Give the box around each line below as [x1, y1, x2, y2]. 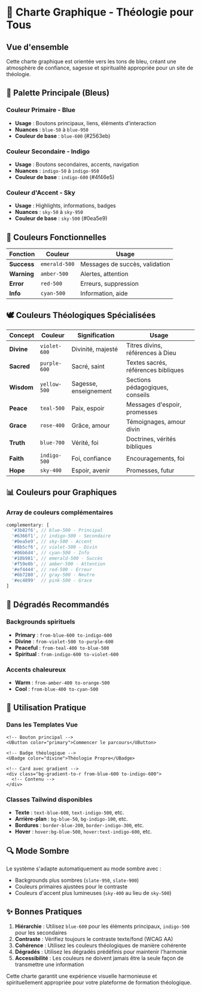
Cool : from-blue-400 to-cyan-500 [14, 685, 99, 692]
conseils [126, 391, 150, 399]
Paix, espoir [71, 404, 105, 412]
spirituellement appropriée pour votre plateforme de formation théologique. [6, 979, 192, 986]
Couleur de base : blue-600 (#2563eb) [14, 132, 111, 140]
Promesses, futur [126, 466, 175, 474]
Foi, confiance [71, 454, 112, 462]
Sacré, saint [71, 362, 105, 370]
